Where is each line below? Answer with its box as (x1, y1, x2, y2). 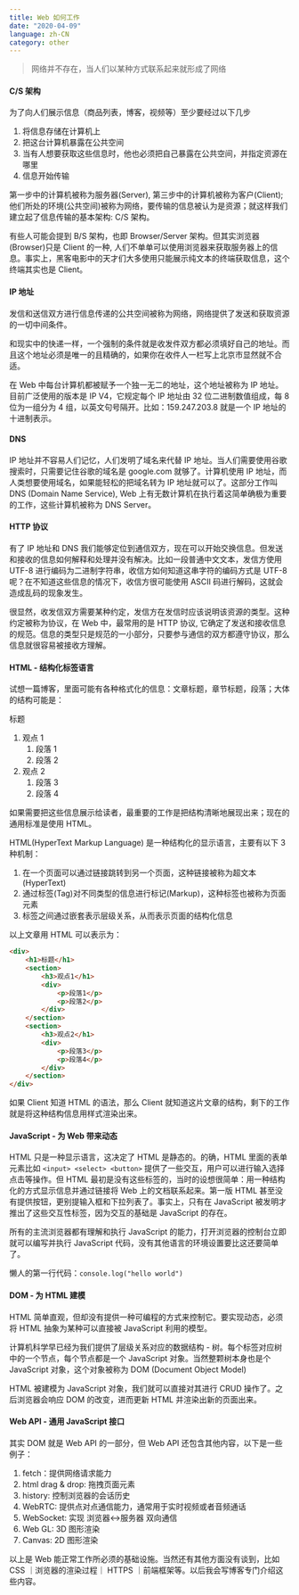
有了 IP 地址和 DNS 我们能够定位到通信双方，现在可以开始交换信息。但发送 (9, 543, 284, 554)
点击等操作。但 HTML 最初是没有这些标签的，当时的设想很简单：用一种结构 (9, 1174, 286, 1185)
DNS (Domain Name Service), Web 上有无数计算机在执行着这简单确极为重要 (9, 488, 287, 499)
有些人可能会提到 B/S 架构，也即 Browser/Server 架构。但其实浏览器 (9, 231, 260, 242)
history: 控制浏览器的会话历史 (21, 1490, 131, 1500)
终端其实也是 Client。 (9, 264, 87, 275)
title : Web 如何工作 (9, 12, 80, 22)
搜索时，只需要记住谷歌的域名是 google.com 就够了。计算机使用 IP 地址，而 (9, 466, 287, 476)
